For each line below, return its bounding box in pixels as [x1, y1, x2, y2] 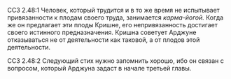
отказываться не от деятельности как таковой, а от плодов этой [7, 36, 200, 44]
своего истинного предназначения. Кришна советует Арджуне [7, 28, 197, 36]
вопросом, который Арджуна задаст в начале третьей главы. [7, 64, 192, 72]
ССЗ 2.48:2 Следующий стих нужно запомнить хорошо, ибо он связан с [7, 57, 224, 65]
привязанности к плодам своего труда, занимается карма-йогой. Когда [7, 13, 224, 22]
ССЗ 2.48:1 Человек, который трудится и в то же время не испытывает [7, 6, 220, 14]
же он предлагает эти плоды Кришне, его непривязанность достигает [7, 21, 218, 29]
